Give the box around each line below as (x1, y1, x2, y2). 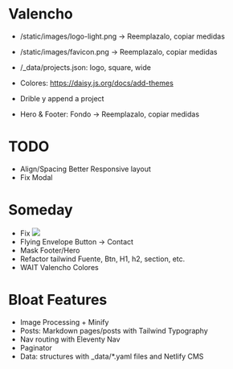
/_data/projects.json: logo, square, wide (19, 62, 151, 72)
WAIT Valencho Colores (19, 262, 99, 272)
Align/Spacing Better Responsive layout (19, 164, 151, 174)
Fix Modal (19, 172, 53, 182)
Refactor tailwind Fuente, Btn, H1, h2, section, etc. (19, 254, 186, 264)
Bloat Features (8, 291, 108, 309)
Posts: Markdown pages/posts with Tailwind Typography (19, 326, 209, 335)
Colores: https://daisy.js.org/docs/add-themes (19, 78, 174, 88)
